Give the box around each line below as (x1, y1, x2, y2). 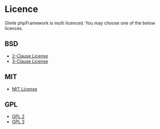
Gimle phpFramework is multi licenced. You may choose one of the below (4, 20, 155, 26)
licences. (4, 25, 23, 31)
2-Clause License (11, 53, 48, 59)
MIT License (11, 86, 38, 92)
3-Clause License (11, 58, 48, 64)
